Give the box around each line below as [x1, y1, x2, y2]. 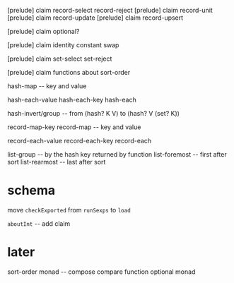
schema [7, 183, 56, 198]
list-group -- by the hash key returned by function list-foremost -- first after [7, 150, 228, 158]
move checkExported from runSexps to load [7, 205, 131, 214]
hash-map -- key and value [7, 82, 87, 90]
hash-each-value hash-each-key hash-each [7, 95, 136, 104]
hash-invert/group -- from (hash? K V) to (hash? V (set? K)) [7, 109, 180, 117]
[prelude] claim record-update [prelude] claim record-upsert [7, 13, 184, 22]
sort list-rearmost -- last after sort [7, 158, 106, 166]
